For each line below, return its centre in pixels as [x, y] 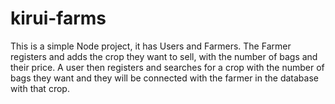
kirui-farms [58, 18]
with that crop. [40, 88]
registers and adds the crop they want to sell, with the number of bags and [164, 56]
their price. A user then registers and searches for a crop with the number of [167, 67]
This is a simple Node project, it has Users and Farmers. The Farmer [151, 46]
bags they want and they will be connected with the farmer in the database [164, 78]
